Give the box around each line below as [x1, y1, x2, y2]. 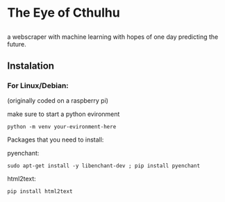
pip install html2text [7, 188, 73, 195]
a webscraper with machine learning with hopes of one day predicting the [7, 33, 219, 41]
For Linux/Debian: [7, 81, 69, 90]
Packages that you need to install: [7, 135, 104, 144]
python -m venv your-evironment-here [7, 124, 117, 131]
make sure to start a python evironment [7, 110, 120, 119]
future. [7, 40, 26, 48]
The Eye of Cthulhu [7, 5, 120, 21]
